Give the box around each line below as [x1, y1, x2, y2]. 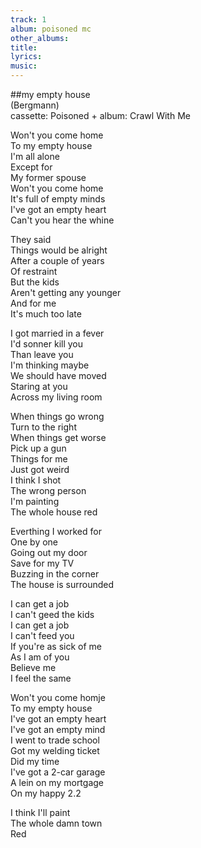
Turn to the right [10, 421, 77, 433]
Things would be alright [10, 244, 108, 256]
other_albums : [10, 33, 70, 43]
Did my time [10, 756, 60, 767]
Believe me [10, 662, 57, 673]
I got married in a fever [10, 327, 105, 339]
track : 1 [10, 14, 47, 25]
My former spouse [10, 172, 87, 183]
